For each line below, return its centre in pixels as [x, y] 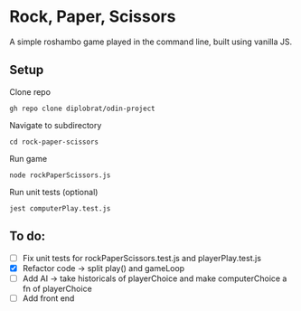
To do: [28, 236]
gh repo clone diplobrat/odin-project [82, 108]
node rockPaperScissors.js [60, 175]
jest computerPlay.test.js [60, 208]
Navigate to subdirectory [56, 125]
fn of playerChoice [57, 288]
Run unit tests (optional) [54, 192]
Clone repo [30, 91]
